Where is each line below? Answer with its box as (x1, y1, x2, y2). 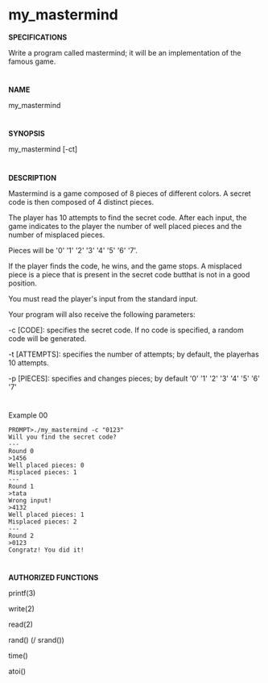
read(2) (8, 619, 34, 629)
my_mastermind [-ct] (8, 144, 78, 154)
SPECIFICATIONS (8, 32, 68, 42)
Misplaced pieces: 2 (8, 518, 78, 526)
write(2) (8, 603, 35, 614)
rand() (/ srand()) (8, 635, 64, 644)
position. (8, 278, 38, 288)
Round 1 (8, 482, 35, 490)
